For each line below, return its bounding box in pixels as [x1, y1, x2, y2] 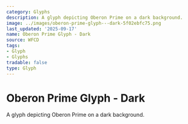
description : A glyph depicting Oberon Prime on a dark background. [6, 15, 183, 21]
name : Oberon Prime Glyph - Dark [6, 31, 91, 38]
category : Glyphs [6, 8, 50, 15]
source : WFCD [6, 37, 39, 43]
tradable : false [6, 59, 47, 65]
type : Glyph [6, 65, 36, 71]
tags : [6, 43, 20, 49]
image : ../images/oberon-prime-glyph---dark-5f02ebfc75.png [6, 20, 162, 26]
